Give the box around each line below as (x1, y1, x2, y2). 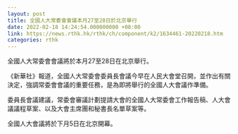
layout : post (7, 10, 46, 18)
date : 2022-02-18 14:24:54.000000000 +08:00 (7, 23, 141, 30)
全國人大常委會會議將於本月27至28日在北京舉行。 (7, 57, 153, 66)
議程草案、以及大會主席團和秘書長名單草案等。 (13, 104, 150, 113)
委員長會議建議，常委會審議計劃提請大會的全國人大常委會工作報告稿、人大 (7, 96, 225, 104)
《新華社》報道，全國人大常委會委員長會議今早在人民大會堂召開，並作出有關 (7, 72, 231, 80)
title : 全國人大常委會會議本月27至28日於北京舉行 (7, 17, 137, 24)
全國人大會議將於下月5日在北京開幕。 (7, 119, 117, 128)
